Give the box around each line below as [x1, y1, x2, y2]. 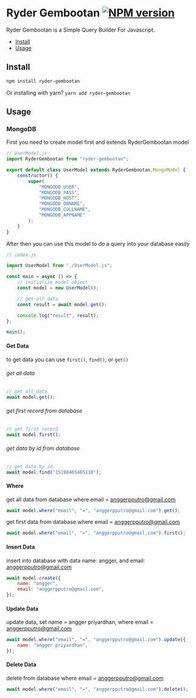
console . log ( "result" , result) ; [17, 313, 99, 319]
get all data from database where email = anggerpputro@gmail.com [6, 495, 176, 503]
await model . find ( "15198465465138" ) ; [6, 469, 102, 475]
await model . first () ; [6, 432, 61, 438]
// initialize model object [17, 279, 88, 285]
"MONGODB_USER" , [38, 184, 80, 190]
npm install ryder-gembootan [6, 78, 80, 84]
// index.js [6, 252, 36, 258]
